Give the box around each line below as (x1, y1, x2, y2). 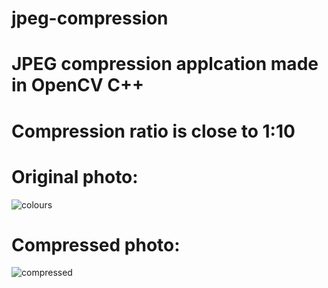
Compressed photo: (11, 233, 181, 256)
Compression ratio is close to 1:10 (11, 120, 296, 142)
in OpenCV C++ (11, 74, 144, 97)
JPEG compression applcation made (11, 53, 319, 76)
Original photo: (11, 165, 139, 188)
